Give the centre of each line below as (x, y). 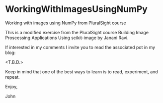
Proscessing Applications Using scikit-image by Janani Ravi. (67, 38)
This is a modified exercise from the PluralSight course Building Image (77, 32)
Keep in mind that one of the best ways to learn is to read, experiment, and (81, 72)
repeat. (12, 77)
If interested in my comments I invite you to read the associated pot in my (80, 47)
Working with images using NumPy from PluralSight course (66, 23)
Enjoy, (11, 86)
